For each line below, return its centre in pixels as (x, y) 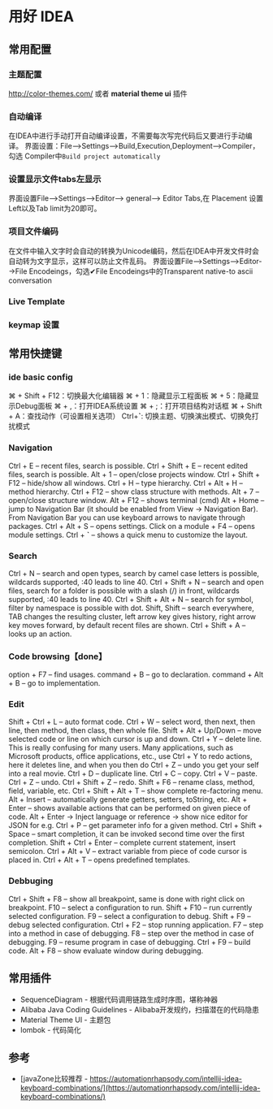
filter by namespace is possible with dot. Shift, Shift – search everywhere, (131, 608)
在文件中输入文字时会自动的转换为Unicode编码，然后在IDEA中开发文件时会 (134, 251)
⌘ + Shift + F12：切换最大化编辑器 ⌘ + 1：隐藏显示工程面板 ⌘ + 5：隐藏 (130, 396)
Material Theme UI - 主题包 (65, 1020)
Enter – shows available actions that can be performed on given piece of (130, 808)
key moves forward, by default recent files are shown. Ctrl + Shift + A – (127, 625)
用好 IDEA (41, 17)
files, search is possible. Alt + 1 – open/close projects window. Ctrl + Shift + (134, 474)
